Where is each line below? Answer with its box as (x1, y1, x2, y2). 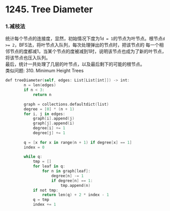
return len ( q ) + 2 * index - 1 (42, 193, 109, 198)
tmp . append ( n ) (60, 183, 91, 188)
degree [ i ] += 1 (32, 126, 66, 131)
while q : (24, 154, 43, 160)
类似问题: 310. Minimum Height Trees (5, 68, 84, 74)
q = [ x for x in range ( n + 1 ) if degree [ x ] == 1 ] (24, 140, 133, 145)
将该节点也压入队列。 (5, 55, 50, 61)
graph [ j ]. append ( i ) (32, 121, 74, 126)
